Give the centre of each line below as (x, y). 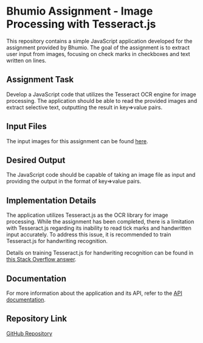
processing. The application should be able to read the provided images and (102, 101)
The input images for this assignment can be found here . (77, 141)
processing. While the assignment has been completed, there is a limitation (100, 222)
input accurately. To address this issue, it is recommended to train (89, 235)
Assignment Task (40, 80)
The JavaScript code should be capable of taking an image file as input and (101, 175)
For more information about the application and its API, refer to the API (94, 293)
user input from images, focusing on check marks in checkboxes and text (98, 54)
